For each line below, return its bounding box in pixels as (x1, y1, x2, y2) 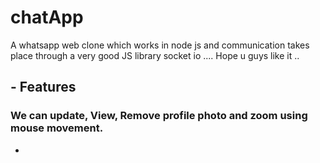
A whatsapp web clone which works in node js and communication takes (10, 39, 310, 51)
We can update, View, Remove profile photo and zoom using (10, 109, 308, 123)
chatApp (10, 6, 84, 29)
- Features (10, 79, 77, 96)
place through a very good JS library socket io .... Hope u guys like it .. (10, 49, 300, 61)
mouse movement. (10, 121, 104, 135)
